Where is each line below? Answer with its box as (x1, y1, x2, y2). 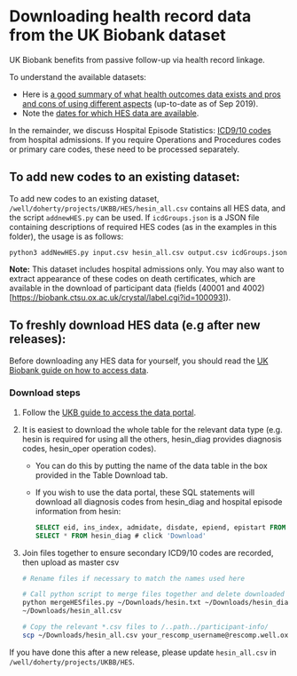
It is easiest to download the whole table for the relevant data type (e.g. (21, 424, 283, 434)
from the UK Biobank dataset (9, 25, 226, 45)
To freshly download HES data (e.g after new (9, 318, 261, 333)
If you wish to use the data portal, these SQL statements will (35, 487, 255, 497)
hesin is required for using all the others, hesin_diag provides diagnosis (21, 433, 282, 444)
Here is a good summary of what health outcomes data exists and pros (21, 89, 281, 99)
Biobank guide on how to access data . (9, 364, 149, 375)
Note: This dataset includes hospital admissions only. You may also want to (9, 264, 285, 274)
